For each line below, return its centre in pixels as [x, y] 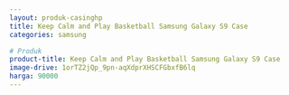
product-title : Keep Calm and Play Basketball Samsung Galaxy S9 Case [145, 60]
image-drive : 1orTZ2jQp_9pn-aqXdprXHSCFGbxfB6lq [103, 68]
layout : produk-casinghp [56, 18]
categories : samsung [48, 34]
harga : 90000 [34, 76]
